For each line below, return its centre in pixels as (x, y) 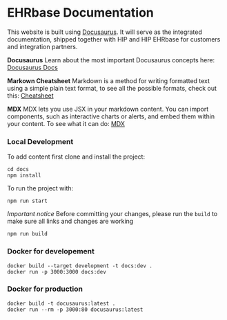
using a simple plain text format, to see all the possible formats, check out (112, 88)
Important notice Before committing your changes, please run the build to (112, 214)
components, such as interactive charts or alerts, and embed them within (111, 116)
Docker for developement (51, 251)
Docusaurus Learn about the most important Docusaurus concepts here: (111, 60)
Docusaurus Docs (33, 67)
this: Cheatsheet (30, 96)
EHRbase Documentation (80, 13)
